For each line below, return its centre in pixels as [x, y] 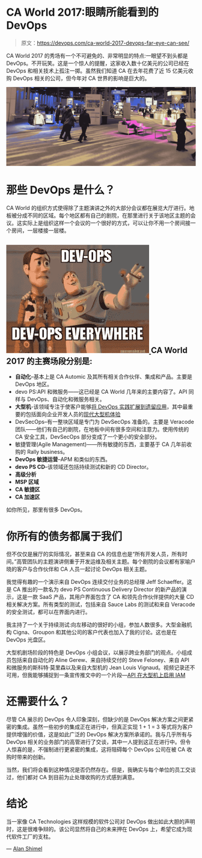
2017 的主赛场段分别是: [49, 361]
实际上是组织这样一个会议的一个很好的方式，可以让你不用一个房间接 [106, 222]
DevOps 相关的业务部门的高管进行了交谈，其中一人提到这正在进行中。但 [96, 742]
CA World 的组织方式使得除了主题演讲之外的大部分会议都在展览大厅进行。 [98, 207]
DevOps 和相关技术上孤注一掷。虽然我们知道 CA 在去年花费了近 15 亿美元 [97, 70]
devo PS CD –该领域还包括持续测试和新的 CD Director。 [83, 467]
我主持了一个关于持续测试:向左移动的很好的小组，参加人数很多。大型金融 [97, 625]
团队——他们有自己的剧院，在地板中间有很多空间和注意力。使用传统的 [102, 429]
